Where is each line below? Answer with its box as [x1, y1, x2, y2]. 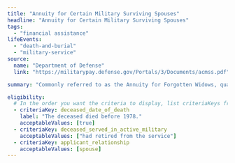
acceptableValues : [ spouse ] [20, 146, 101, 153]
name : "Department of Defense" [13, 62, 105, 69]
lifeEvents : [7, 36, 42, 43]
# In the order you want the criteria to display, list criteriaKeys [13, 100, 220, 107]
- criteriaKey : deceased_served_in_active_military [13, 126, 168, 133]
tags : [7, 23, 23, 30]
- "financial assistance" [13, 29, 90, 37]
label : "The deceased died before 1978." [20, 113, 142, 121]
